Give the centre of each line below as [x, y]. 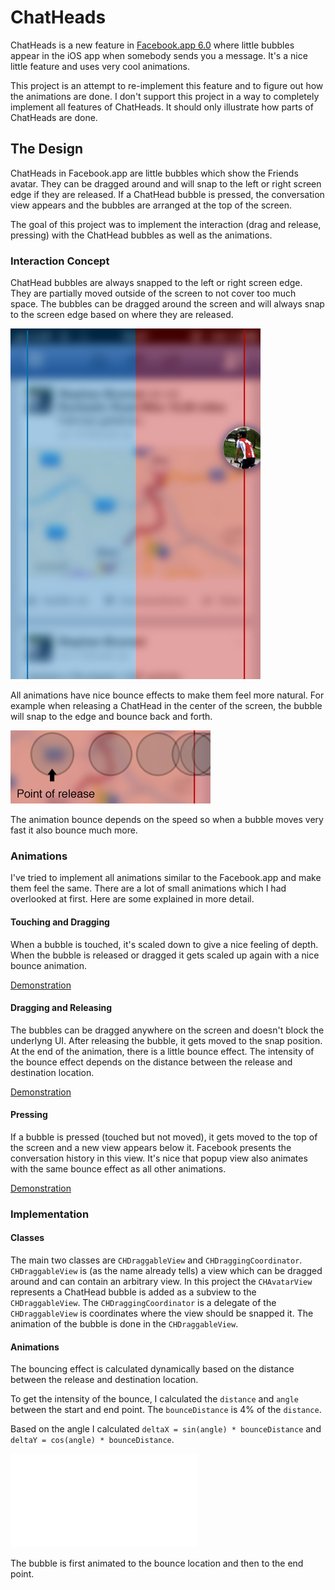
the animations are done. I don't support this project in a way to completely [165, 96]
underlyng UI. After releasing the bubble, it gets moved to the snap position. [166, 1040]
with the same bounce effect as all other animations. [118, 1168]
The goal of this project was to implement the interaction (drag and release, [166, 224]
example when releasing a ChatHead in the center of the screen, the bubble [166, 706]
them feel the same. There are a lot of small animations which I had [148, 888]
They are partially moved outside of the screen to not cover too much [153, 293]
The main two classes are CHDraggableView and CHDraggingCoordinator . [156, 1260]
